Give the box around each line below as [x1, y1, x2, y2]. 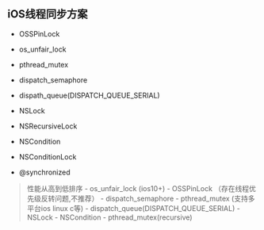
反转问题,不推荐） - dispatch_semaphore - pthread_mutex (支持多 [40, 194, 255, 203]
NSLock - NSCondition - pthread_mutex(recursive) [26, 213, 193, 222]
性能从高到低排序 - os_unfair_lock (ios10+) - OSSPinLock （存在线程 [26, 183, 250, 193]
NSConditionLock [18, 151, 77, 161]
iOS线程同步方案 [7, 7, 88, 21]
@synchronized [18, 167, 71, 177]
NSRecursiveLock [18, 121, 78, 131]
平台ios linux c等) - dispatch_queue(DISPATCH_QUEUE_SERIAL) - [26, 203, 241, 213]
